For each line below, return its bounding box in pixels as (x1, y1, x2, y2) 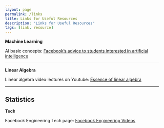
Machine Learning (5, 38, 43, 44)
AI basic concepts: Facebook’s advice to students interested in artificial (5, 48, 148, 54)
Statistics (5, 95, 35, 104)
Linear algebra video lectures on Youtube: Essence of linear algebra (5, 76, 142, 83)
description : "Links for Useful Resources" (5, 20, 95, 26)
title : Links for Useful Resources (5, 16, 78, 21)
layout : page (5, 7, 32, 12)
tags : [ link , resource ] (5, 25, 54, 30)
